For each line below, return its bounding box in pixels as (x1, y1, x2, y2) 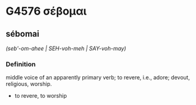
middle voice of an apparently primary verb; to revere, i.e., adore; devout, (5, 74, 191, 81)
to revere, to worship (14, 92, 67, 100)
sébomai (5, 29, 40, 39)
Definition (5, 60, 36, 68)
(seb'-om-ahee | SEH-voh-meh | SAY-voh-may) (5, 45, 126, 52)
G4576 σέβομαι (5, 4, 87, 18)
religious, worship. (5, 81, 53, 88)
